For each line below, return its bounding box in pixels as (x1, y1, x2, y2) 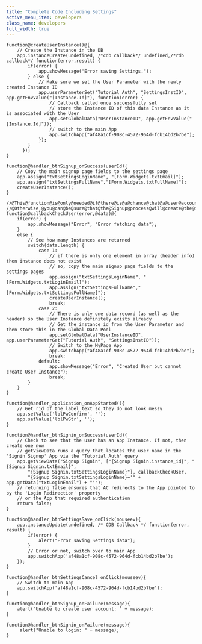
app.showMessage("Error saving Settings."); (38, 69, 152, 75)
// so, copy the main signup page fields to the (49, 263, 173, 270)
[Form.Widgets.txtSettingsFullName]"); (6, 290, 106, 296)
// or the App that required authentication (17, 495, 130, 502)
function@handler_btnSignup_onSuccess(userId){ (6, 163, 128, 169)
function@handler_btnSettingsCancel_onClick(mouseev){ (6, 575, 147, 581)
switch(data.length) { (28, 242, 85, 249)
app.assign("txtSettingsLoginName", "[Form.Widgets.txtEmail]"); (17, 174, 185, 180)
